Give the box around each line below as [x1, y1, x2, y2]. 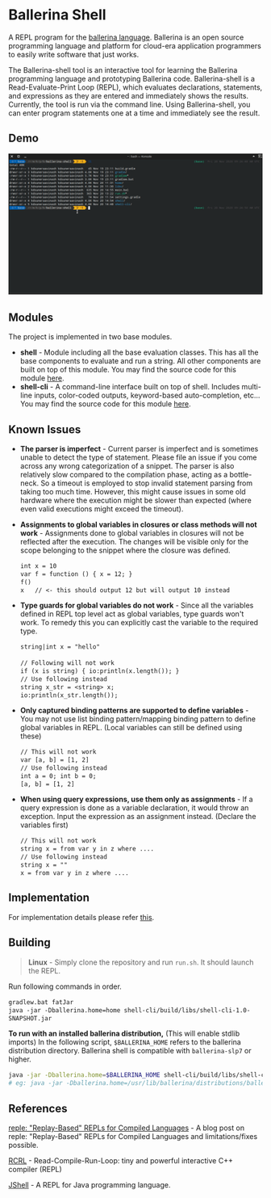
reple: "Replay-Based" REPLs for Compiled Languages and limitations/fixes [8, 1132, 258, 1141]
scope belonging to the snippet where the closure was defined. [19, 545, 231, 555]
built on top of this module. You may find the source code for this [19, 365, 236, 375]
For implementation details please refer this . [8, 912, 155, 922]
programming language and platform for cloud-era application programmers [8, 40, 262, 50]
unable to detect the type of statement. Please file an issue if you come [19, 452, 257, 462]
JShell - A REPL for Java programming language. [8, 1180, 171, 1190]
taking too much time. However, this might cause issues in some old [19, 486, 246, 496]
